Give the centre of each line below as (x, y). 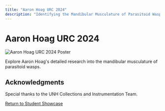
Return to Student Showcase (34, 104)
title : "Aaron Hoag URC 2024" (36, 10)
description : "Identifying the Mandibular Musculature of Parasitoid (78, 14)
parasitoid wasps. (23, 67)
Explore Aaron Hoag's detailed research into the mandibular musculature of (82, 61)
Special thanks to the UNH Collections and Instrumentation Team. (71, 94)
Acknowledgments (35, 82)
